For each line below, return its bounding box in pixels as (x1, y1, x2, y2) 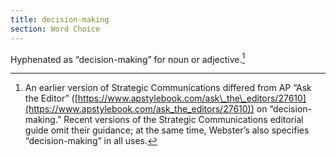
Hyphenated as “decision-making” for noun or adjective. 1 (10, 51, 246, 65)
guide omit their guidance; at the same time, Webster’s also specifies (24, 124, 310, 136)
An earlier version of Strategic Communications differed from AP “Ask (24, 82, 312, 94)
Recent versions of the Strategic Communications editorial (63, 114, 304, 126)
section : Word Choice (10, 24, 101, 34)
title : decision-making (10, 14, 110, 25)
